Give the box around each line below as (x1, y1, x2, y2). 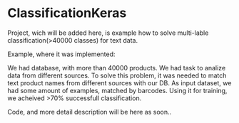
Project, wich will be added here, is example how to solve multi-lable (7, 28, 209, 37)
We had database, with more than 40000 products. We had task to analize (7, 63, 226, 72)
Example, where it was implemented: (7, 50, 116, 58)
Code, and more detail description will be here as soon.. (7, 107, 172, 116)
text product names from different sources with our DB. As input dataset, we (7, 78, 232, 87)
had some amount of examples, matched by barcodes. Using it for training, (7, 86, 228, 95)
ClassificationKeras (7, 5, 127, 21)
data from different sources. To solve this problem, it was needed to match (7, 71, 227, 80)
